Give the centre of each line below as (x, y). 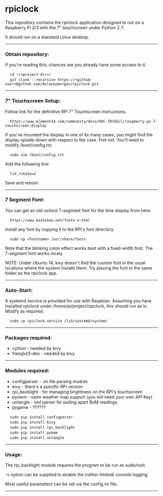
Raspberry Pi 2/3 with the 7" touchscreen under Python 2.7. (65, 27)
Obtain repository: (27, 54)
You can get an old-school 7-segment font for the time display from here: (78, 210)
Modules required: (27, 371)
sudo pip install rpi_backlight (42, 427)
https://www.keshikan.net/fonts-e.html (50, 220)
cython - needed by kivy (37, 349)
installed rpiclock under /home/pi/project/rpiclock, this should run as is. (76, 306)
